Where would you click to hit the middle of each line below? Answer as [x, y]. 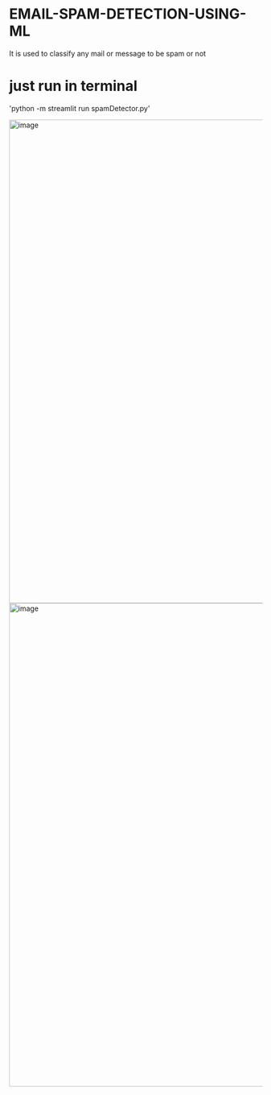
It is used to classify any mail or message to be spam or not [108, 53]
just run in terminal [73, 86]
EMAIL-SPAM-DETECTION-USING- [128, 14]
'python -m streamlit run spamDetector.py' [80, 108]
